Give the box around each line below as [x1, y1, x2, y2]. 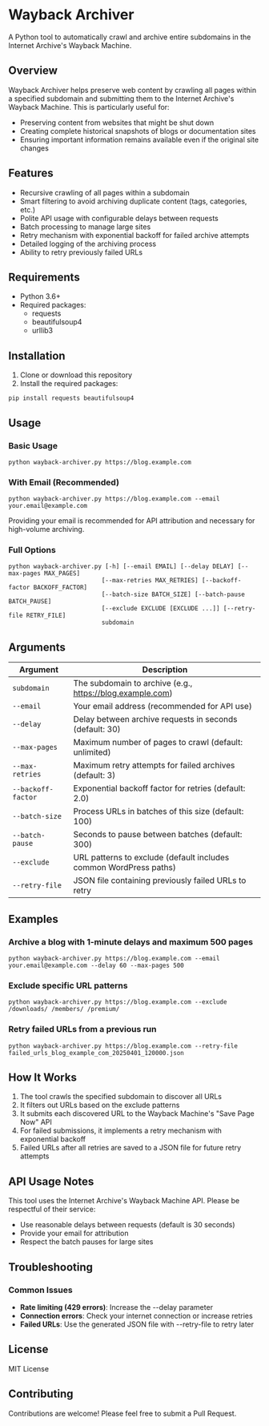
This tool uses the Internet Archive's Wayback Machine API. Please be [8, 1196, 240, 1206]
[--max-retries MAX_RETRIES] [101, 577, 199, 585]
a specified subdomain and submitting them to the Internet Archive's [8, 94, 235, 103]
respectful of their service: [8, 1204, 96, 1215]
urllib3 [31, 326, 54, 336]
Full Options [8, 545, 56, 556]
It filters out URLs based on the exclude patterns [19, 1100, 180, 1110]
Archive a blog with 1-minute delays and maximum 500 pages [8, 936, 254, 947]
